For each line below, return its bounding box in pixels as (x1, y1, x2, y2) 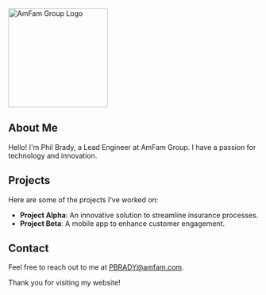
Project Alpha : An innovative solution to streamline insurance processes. (19, 210, 259, 220)
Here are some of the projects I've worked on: (8, 194, 159, 205)
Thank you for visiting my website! (8, 278, 121, 288)
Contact (8, 242, 49, 255)
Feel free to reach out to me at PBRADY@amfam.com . (8, 262, 184, 272)
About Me (8, 121, 58, 135)
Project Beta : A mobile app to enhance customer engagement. (19, 218, 225, 228)
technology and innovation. (8, 151, 98, 160)
